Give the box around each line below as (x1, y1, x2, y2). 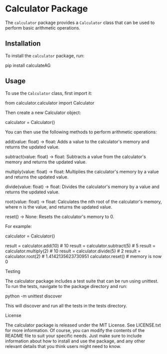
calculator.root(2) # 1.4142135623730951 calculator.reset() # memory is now (5, 253, 162, 259)
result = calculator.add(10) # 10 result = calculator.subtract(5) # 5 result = (5, 242, 156, 248)
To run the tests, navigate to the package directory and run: (5, 283, 128, 289)
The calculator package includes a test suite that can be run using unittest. (5, 278, 159, 284)
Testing (5, 268, 21, 274)
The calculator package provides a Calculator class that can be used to (5, 19, 155, 25)
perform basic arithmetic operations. (5, 24, 81, 30)
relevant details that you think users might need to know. (5, 343, 121, 349)
